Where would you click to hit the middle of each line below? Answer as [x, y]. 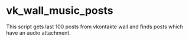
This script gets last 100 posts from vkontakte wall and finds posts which [94, 27]
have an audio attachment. [38, 32]
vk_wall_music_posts [60, 11]
